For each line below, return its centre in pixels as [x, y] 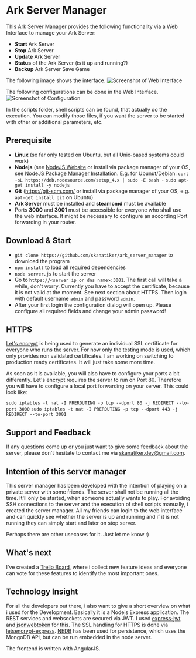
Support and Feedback [49, 432]
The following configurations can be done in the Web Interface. [82, 92]
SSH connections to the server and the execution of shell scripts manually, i [97, 504]
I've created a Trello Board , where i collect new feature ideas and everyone [97, 567]
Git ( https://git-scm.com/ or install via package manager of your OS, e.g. [102, 191]
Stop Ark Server [34, 50]
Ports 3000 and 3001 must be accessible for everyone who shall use [98, 210]
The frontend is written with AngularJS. [53, 648]
